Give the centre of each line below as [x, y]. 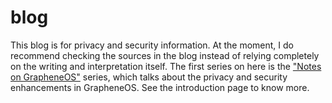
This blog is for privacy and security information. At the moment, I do [152, 45]
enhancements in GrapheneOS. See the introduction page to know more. [160, 87]
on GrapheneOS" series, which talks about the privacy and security [149, 77]
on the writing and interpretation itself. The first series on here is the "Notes [166, 66]
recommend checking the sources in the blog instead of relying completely [165, 55]
